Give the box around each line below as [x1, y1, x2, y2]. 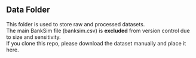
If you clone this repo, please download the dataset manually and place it [6, 39, 186, 47]
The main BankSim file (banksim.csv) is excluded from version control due [6, 27, 190, 34]
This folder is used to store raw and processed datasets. [6, 20, 145, 28]
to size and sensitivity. [6, 33, 61, 41]
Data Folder [6, 5, 50, 15]
